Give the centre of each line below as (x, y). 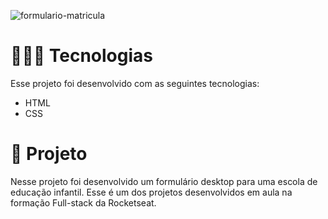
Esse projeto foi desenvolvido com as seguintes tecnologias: (135, 83)
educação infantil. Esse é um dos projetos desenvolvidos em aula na (151, 192)
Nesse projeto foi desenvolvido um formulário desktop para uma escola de (164, 181)
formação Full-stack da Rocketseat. (83, 202)
